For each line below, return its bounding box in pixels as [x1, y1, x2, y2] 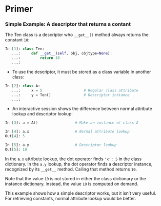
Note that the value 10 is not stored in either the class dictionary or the [5, 175, 146, 181]
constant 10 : [5, 37, 30, 43]
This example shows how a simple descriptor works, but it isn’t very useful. [5, 190, 156, 196]
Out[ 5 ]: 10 [5, 147, 27, 152]
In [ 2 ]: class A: [5, 83, 40, 88]
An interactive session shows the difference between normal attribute [12, 106, 152, 112]
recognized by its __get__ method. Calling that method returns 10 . [5, 166, 137, 172]
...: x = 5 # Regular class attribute [11, 88, 139, 93]
